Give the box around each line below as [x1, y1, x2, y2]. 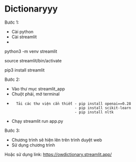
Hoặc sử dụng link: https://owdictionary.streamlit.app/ [4, 151, 112, 157]
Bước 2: [4, 76, 20, 82]
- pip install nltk [74, 110, 114, 115]
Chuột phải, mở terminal [11, 91, 60, 97]
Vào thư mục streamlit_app [11, 86, 65, 91]
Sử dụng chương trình [11, 142, 55, 148]
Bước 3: [4, 127, 20, 133]
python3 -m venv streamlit [4, 48, 58, 54]
